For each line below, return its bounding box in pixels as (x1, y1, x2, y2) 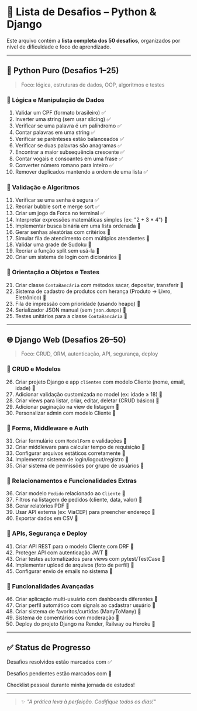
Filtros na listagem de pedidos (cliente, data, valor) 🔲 (15, 496, 143, 503)
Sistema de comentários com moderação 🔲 (15, 614, 119, 621)
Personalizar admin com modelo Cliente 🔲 (15, 409, 116, 416)
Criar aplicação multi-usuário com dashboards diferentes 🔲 (15, 595, 158, 602)
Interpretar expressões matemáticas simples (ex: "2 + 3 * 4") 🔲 (15, 216, 168, 223)
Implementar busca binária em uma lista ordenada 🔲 (15, 222, 141, 230)
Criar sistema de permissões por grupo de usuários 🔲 (15, 462, 144, 470)
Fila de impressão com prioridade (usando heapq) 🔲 (15, 300, 141, 307)
